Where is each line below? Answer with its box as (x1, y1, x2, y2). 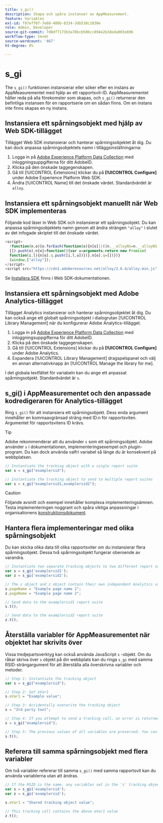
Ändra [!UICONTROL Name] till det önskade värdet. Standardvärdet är (12, 180, 152, 186)
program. (5, 449, 24, 454)
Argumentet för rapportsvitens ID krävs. (5, 420, 84, 425)
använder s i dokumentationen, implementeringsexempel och (5, 444, 127, 450)
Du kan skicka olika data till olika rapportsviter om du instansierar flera (5, 544, 146, 550)
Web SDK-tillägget (5, 127, 62, 135)
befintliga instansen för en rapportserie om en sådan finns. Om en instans (5, 100, 152, 106)
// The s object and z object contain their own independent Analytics (5, 582, 153, 587)
